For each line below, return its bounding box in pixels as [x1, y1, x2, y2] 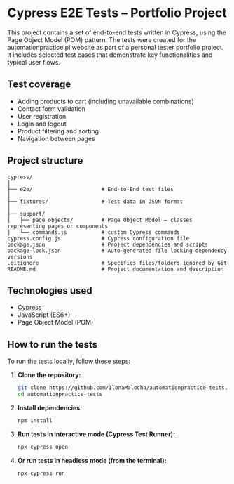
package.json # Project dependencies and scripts [7, 241, 209, 248]
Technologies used [7, 284, 92, 296]
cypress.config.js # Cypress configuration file [7, 235, 190, 242]
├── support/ [7, 210, 46, 217]
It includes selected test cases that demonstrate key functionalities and [7, 51, 213, 59]
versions [7, 253, 33, 261]
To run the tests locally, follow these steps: [7, 357, 131, 366]
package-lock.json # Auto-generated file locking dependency [7, 247, 228, 254]
